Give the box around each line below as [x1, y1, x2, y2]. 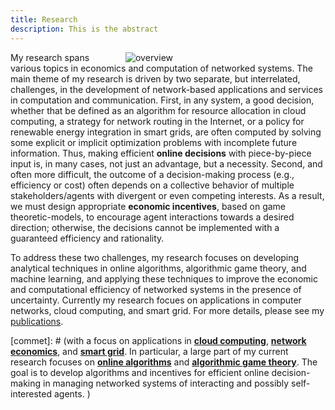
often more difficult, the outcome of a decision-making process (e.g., [10, 168, 295, 180]
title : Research [10, 14, 78, 25]
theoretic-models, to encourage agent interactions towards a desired [10, 211, 295, 223]
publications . [10, 315, 64, 327]
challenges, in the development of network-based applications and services [10, 83, 323, 95]
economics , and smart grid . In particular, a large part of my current [10, 345, 289, 357]
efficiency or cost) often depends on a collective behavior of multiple [10, 179, 295, 191]
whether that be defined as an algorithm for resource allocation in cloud [10, 104, 307, 116]
